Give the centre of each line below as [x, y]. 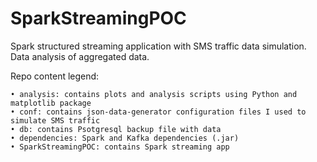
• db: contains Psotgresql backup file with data [116, 129]
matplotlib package [51, 103]
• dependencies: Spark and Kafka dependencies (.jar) [125, 138]
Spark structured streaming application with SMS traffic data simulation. [158, 46]
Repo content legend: [55, 76]
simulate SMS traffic [55, 120]
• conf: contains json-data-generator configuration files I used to [158, 112]
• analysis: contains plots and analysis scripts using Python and [154, 94]
